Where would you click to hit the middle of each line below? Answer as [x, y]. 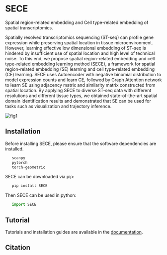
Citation [18, 248]
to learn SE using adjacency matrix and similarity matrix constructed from [80, 85]
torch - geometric [29, 167]
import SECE [24, 205]
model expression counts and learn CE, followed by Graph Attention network [83, 80]
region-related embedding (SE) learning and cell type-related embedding [80, 69]
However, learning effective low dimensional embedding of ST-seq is [76, 48]
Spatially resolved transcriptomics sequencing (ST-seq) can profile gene [80, 37]
